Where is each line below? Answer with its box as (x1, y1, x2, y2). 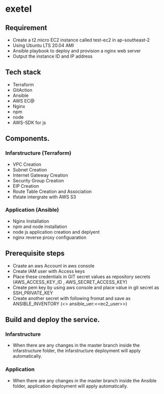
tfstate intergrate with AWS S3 (12, 193, 76, 200)
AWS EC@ (12, 97, 35, 104)
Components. (5, 134, 50, 143)
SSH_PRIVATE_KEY (12, 289, 53, 296)
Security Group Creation (12, 177, 64, 184)
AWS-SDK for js (12, 119, 46, 126)
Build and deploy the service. (5, 315, 100, 324)
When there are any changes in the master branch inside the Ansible (12, 377, 157, 383)
